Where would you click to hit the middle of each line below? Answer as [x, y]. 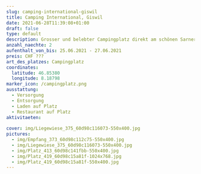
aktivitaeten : [24, 117]
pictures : [19, 134]
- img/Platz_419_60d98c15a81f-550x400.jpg [65, 162]
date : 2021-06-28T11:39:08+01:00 [48, 23]
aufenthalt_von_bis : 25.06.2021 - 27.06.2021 [64, 51]
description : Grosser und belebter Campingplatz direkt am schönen [92, 39]
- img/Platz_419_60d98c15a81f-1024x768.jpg [66, 156]
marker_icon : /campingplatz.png [46, 84]
